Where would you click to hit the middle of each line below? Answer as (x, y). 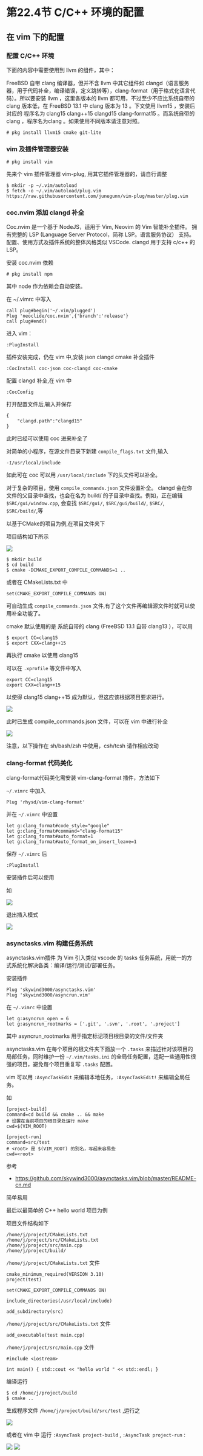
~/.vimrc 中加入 (26, 790)
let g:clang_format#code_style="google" (58, 825)
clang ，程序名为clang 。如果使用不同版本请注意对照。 (75, 121)
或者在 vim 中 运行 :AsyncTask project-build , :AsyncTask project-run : (96, 1435)
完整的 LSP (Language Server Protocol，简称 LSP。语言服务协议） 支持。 (103, 234)
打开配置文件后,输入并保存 (39, 404)
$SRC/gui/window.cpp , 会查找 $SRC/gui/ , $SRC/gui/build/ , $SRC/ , (85, 503)
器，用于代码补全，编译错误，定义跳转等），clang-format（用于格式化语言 (98, 90)
